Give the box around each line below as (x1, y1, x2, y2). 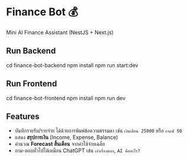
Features (6, 111, 40, 122)
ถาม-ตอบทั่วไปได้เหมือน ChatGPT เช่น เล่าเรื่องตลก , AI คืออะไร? (14, 147, 141, 154)
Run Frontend (6, 79, 57, 89)
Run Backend (6, 46, 56, 56)
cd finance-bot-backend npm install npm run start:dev (6, 61, 139, 68)
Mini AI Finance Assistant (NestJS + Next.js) (6, 28, 114, 36)
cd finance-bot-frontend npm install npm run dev (6, 94, 126, 102)
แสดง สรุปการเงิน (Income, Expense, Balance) (14, 134, 118, 141)
